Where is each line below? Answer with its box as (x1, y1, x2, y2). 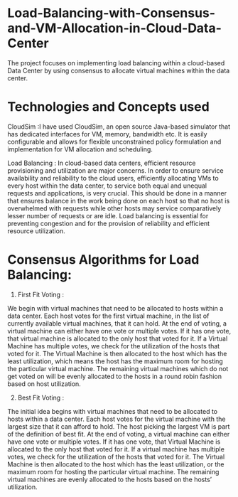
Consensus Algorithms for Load (7, 252, 200, 268)
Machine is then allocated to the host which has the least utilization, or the (7, 460, 225, 469)
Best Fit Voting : (17, 393, 65, 402)
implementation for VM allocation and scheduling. (7, 144, 153, 154)
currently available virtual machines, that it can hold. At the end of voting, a (7, 319, 227, 328)
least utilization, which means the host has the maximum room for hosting (7, 357, 224, 365)
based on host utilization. (7, 379, 82, 388)
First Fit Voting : (17, 290, 64, 299)
